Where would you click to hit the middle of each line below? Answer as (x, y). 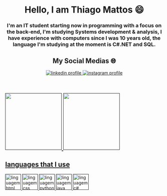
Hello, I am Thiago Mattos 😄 (84, 10)
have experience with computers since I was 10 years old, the (84, 38)
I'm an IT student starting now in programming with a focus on (84, 26)
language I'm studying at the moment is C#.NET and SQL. (84, 44)
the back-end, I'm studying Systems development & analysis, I (84, 32)
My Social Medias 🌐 (84, 61)
